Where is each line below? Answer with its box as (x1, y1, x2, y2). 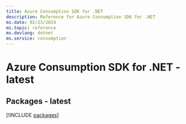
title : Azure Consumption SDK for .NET (6, 8, 104, 15)
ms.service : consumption (6, 36, 67, 41)
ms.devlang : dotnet (6, 30, 54, 36)
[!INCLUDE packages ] (6, 112, 59, 118)
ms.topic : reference (6, 24, 57, 31)
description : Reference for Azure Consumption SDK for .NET (6, 14, 156, 20)
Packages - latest (6, 96, 71, 106)
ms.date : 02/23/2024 (6, 19, 57, 25)
